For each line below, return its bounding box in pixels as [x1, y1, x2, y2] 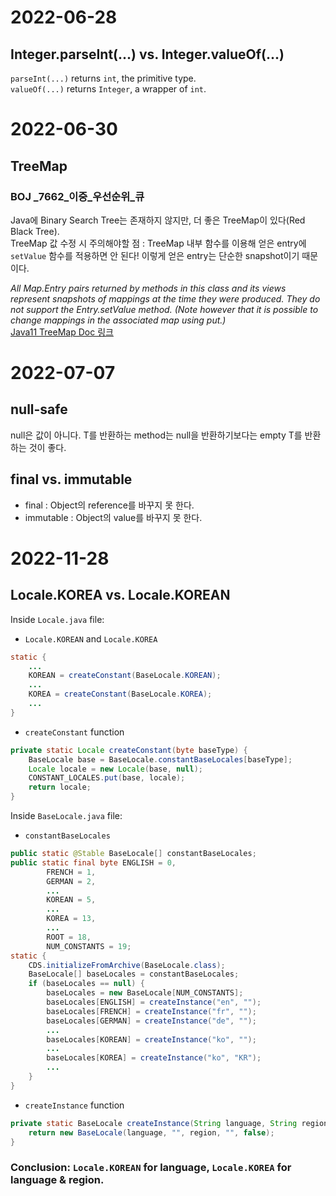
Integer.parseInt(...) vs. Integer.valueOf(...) [10, 46, 285, 63]
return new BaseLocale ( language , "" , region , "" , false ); [28, 1127, 275, 1138]
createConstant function [24, 726, 125, 738]
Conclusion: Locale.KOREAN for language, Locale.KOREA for [10, 1161, 292, 1175]
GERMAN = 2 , [46, 876, 97, 886]
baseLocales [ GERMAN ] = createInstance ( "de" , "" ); [46, 1016, 257, 1026]
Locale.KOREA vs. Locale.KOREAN [10, 587, 231, 604]
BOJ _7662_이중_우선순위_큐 [10, 189, 145, 203]
